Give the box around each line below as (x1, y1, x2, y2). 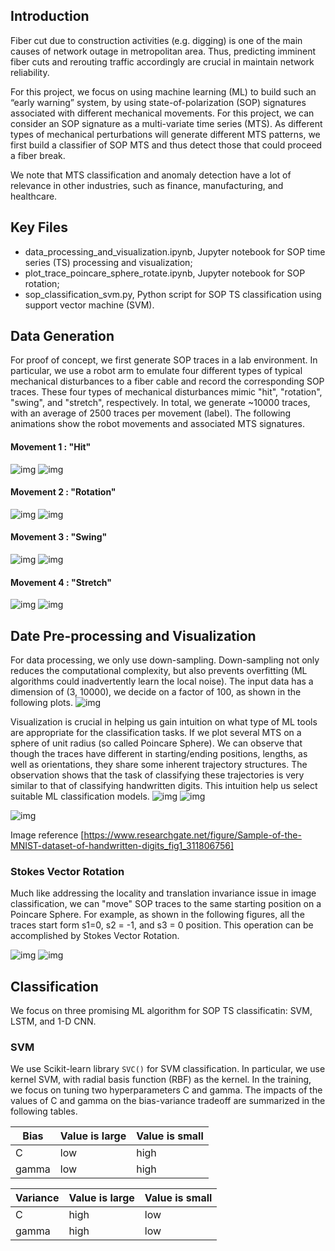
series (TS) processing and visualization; (24, 256, 193, 268)
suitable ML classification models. (10, 790, 150, 803)
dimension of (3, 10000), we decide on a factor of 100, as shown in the (10, 686, 302, 698)
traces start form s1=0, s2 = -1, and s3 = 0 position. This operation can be (10, 919, 314, 931)
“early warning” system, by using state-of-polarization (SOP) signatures (10, 96, 307, 108)
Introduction (10, 8, 90, 25)
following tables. (10, 1105, 78, 1118)
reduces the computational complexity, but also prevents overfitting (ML (10, 665, 308, 677)
